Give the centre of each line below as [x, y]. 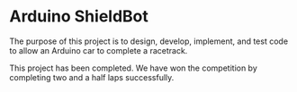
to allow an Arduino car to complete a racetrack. [99, 50]
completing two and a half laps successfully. [92, 77]
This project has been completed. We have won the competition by [134, 68]
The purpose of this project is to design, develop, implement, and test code [149, 41]
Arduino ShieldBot [79, 17]
